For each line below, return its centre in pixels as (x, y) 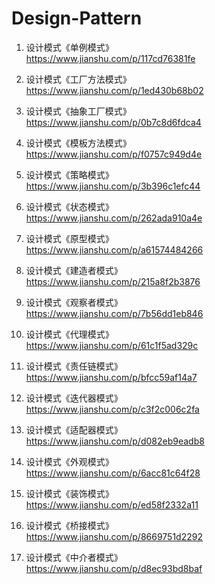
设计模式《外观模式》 (69, 461)
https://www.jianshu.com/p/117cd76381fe (110, 58)
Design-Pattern (77, 18)
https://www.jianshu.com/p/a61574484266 (114, 249)
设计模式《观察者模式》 (74, 302)
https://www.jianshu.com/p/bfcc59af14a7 (111, 377)
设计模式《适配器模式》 (74, 429)
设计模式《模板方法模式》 (78, 143)
